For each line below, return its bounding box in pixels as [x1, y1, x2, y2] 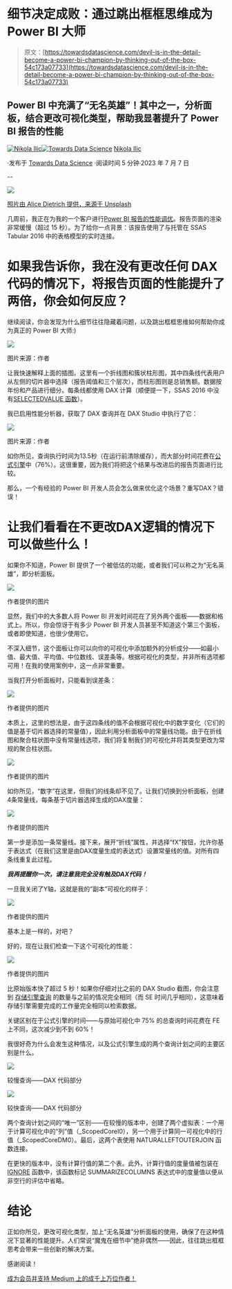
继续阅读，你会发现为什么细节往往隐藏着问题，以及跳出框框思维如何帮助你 [7, 317, 219, 326]
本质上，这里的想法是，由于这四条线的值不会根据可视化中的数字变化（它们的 [7, 718, 225, 727]
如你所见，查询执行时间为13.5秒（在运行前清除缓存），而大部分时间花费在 [7, 452, 215, 460]
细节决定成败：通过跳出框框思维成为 [7, 6, 213, 22]
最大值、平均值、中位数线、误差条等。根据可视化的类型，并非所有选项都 [19, 652, 225, 661]
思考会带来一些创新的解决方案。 [7, 1245, 98, 1253]
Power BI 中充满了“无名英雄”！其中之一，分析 [7, 100, 203, 112]
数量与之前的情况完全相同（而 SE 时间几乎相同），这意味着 [58, 993, 224, 1001]
